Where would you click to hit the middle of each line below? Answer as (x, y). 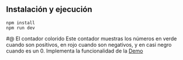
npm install (20, 22)
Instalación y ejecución (49, 10)
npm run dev (20, 28)
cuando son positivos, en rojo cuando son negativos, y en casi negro (89, 44)
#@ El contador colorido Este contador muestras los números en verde (91, 38)
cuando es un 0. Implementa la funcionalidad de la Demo (75, 51)
